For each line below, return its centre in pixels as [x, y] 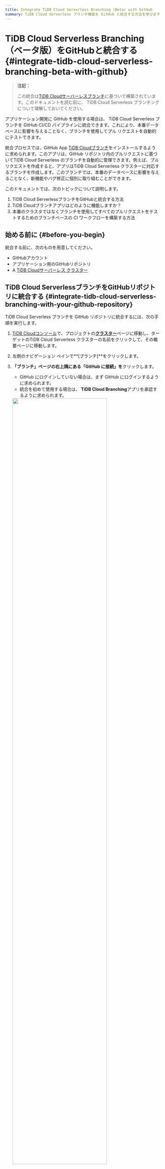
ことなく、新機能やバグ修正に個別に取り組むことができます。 [71, 178]
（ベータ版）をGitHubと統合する [71, 50]
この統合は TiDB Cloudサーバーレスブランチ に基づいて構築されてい [84, 96]
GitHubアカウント [30, 258]
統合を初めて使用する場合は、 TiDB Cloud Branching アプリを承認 [86, 389]
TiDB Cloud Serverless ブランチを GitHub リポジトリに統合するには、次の [80, 317]
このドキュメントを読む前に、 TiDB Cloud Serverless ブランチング [92, 102]
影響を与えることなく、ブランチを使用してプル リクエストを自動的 [89, 131]
